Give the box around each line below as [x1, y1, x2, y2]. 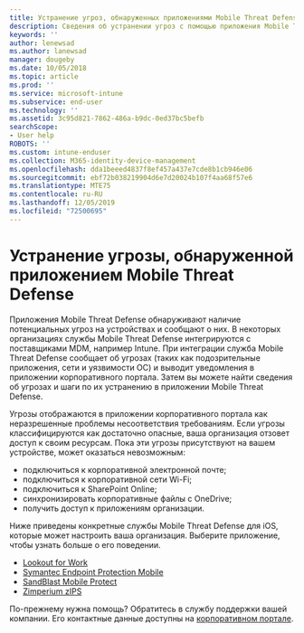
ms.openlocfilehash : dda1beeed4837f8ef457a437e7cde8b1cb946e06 [9, 165, 253, 174]
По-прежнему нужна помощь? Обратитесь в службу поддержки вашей [9, 603, 288, 614]
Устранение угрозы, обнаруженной [9, 245, 294, 266]
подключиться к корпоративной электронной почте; [22, 464, 227, 475]
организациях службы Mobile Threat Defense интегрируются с [9, 333, 252, 344]
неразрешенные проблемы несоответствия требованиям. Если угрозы [9, 418, 285, 429]
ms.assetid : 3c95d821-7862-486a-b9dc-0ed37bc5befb [9, 114, 204, 123]
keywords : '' [9, 30, 59, 39]
